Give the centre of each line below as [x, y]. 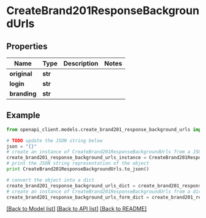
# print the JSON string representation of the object [78, 163]
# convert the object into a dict [51, 180]
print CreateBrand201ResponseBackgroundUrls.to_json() [78, 169]
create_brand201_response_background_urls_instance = [77, 158]
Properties [27, 46]
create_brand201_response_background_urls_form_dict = [78, 197]
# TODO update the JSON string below [55, 141]
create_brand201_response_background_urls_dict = [71, 186]
